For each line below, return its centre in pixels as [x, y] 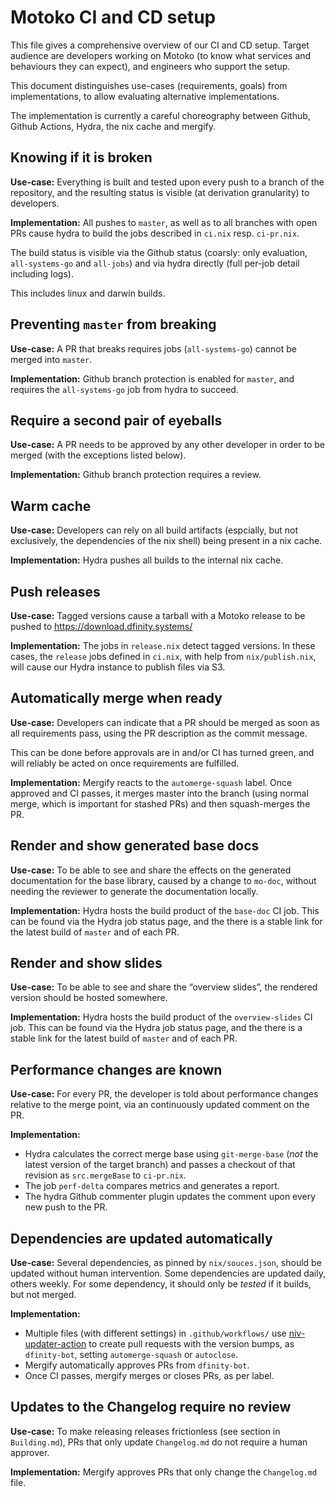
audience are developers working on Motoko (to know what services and [161, 55]
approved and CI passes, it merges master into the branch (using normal [159, 793]
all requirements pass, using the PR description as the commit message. [159, 733]
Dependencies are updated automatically [141, 1238]
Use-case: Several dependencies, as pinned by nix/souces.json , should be [166, 1263]
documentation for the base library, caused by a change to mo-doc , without [163, 880]
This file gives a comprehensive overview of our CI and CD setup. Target [160, 45]
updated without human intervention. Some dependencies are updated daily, [168, 1273]
